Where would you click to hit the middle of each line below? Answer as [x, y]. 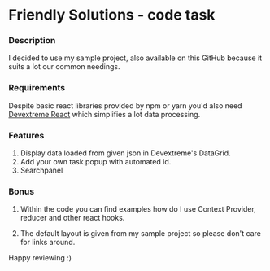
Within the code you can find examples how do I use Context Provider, [138, 209]
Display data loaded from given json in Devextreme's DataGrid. [125, 153]
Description [32, 41]
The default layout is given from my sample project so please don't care [141, 234]
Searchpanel [41, 170]
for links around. [48, 243]
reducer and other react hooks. [72, 218]
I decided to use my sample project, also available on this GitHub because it [135, 58]
